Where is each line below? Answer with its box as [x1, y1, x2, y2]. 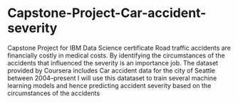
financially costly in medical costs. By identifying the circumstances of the [7, 51, 226, 60]
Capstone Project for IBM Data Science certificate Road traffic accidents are [7, 43, 232, 52]
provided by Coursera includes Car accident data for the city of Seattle [7, 66, 216, 75]
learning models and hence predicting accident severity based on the [7, 81, 212, 90]
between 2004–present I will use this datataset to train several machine [7, 73, 217, 82]
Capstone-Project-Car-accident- [7, 5, 207, 21]
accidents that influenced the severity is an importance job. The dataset [7, 58, 219, 67]
